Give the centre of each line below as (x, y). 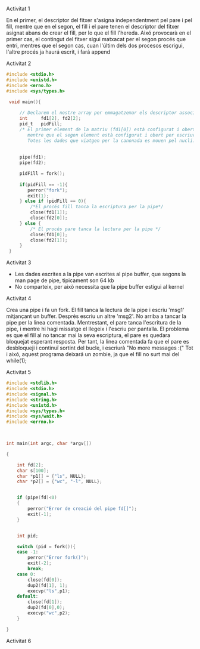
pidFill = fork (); (42, 174)
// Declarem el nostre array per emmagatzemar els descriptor (98, 113)
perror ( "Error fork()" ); (58, 558)
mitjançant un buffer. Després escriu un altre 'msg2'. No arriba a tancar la (96, 316)
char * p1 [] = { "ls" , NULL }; (51, 476)
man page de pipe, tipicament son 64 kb (64, 280)
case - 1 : (28, 552)
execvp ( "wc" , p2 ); (49, 613)
